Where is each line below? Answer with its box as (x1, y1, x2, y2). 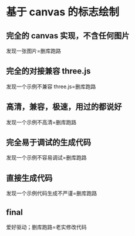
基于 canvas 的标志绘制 (6, 5, 119, 19)
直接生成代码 (6, 173, 53, 183)
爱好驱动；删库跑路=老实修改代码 (6, 224, 87, 231)
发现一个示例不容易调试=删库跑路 (6, 154, 87, 161)
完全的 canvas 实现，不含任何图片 (6, 31, 130, 41)
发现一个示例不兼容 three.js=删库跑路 (6, 83, 96, 90)
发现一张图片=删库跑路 (6, 48, 62, 54)
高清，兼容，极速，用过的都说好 (6, 102, 122, 112)
